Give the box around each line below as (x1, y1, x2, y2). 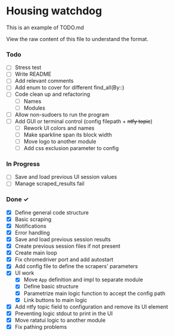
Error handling (14, 229, 50, 236)
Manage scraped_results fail (14, 180, 85, 187)
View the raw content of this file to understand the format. (6, 35, 149, 42)
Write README (14, 70, 52, 78)
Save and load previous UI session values (14, 173, 117, 181)
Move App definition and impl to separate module (23, 276, 143, 284)
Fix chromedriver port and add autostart (14, 256, 113, 263)
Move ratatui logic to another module (14, 316, 106, 323)
